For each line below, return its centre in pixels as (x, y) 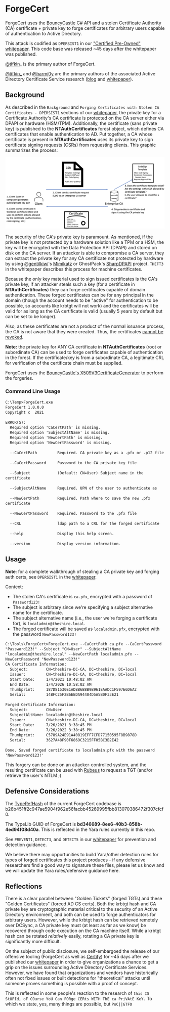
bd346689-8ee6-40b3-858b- (110, 824)
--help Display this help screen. (62, 534)
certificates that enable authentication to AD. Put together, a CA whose (79, 134)
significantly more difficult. (33, 942)
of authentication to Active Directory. (44, 33)
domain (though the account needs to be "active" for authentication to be (82, 300)
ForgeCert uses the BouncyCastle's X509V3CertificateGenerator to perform (84, 373)
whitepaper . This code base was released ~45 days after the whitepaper (81, 49)
